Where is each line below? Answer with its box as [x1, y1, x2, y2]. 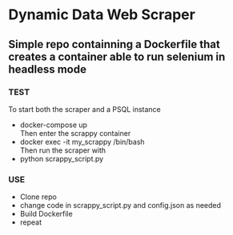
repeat [19, 217, 42, 227]
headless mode [8, 62, 86, 76]
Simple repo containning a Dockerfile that [8, 38, 220, 51]
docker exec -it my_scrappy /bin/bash [19, 137, 146, 146]
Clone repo [19, 192, 58, 201]
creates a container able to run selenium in [8, 50, 226, 63]
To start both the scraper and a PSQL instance [8, 104, 162, 114]
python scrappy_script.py [19, 153, 104, 163]
